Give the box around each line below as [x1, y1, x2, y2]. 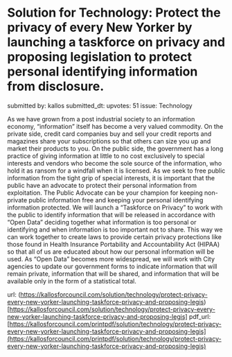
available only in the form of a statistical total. [7, 277, 137, 285]
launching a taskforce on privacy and [7, 35, 226, 50]
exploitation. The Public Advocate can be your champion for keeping [7, 189, 203, 197]
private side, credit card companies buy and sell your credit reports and [7, 130, 212, 138]
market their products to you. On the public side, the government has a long [7, 144, 224, 153]
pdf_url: [189, 312, 211, 320]
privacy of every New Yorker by [7, 19, 193, 35]
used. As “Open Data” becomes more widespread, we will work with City [7, 254, 215, 263]
